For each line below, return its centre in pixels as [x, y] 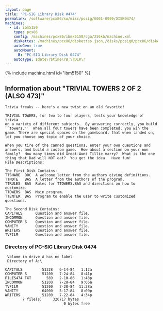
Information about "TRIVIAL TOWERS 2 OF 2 [73, 88]
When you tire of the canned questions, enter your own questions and [78, 146]
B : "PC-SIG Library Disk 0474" [49, 55]
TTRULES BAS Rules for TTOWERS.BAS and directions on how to [70, 184]
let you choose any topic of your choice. [49, 137]
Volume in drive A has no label [40, 257]
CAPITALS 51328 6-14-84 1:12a [49, 270]
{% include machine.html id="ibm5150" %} [48, 73]
